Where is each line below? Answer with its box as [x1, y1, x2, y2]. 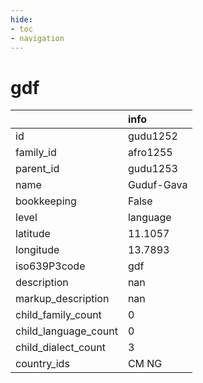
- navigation [10, 33, 65, 43]
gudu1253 [127, 162, 178, 176]
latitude [15, 227, 51, 241]
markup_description [15, 292, 110, 306]
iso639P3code [15, 259, 86, 273]
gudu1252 [127, 129, 178, 143]
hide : [10, 14, 33, 25]
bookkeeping [15, 194, 77, 208]
